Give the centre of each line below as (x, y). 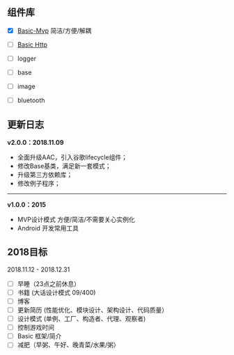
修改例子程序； (39, 183)
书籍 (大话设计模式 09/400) (56, 292)
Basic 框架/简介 (39, 336)
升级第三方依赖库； (45, 175)
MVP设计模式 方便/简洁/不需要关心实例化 (76, 219)
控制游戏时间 (36, 328)
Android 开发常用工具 (48, 228)
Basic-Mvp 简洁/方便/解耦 (54, 31)
